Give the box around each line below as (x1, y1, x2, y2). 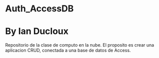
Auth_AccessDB (5, 3, 74, 14)
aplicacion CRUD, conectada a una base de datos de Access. (5, 48, 131, 54)
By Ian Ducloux (5, 26, 69, 37)
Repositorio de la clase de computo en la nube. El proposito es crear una (5, 42, 155, 48)
